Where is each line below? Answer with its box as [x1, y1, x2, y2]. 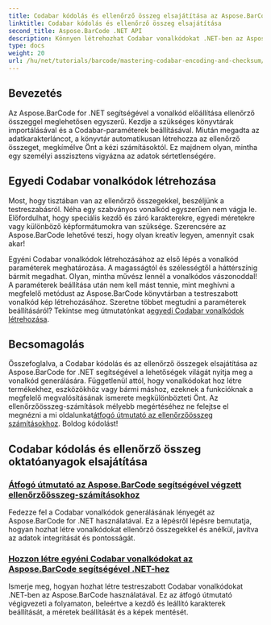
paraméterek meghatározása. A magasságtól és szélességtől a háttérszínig [8, 263, 258, 273]
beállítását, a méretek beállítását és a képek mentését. [8, 607, 189, 617]
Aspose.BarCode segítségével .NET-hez [8, 563, 170, 574]
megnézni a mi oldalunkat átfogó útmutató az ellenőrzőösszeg [8, 410, 214, 420]
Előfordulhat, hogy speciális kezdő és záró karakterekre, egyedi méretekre [8, 213, 256, 223]
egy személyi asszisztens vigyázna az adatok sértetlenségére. [8, 151, 216, 160]
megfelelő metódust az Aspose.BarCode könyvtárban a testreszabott [8, 288, 239, 298]
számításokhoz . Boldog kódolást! [8, 419, 119, 428]
